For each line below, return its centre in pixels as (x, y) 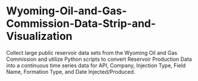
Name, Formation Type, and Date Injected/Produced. (71, 71)
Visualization (39, 36)
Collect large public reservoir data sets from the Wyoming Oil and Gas (92, 52)
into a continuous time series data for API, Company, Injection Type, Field (96, 65)
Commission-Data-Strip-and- (81, 24)
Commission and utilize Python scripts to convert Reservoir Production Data (99, 59)
